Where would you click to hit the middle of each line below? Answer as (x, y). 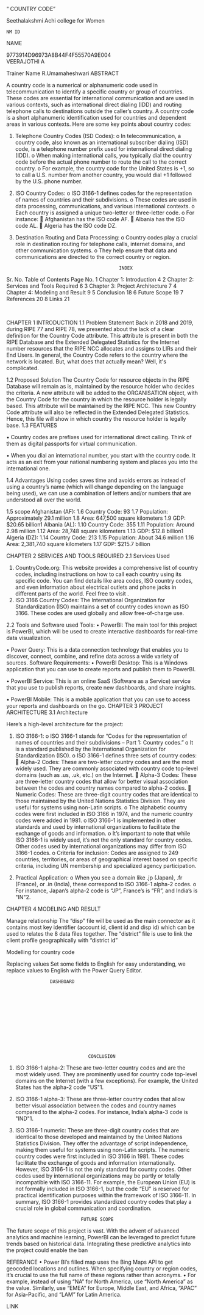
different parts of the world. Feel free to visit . (72, 594)
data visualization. (29, 638)
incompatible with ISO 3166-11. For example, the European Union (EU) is (105, 1182)
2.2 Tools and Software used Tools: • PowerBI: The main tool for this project (102, 625)
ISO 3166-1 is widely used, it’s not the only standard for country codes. (104, 840)
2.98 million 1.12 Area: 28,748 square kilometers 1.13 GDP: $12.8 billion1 (95, 531)
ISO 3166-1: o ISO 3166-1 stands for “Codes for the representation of (101, 736)
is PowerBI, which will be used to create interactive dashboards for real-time (102, 631)
